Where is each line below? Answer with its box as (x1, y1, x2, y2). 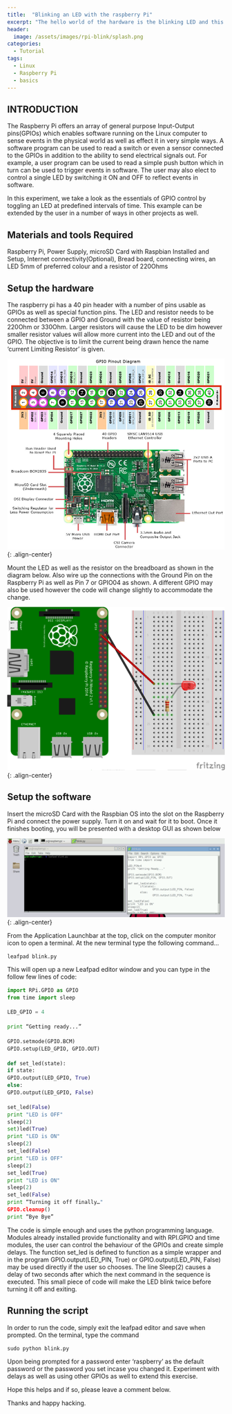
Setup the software (7, 791, 92, 803)
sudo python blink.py (7, 1345, 70, 1352)
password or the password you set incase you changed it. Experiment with (7, 1364, 220, 1372)
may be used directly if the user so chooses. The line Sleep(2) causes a (7, 1262, 211, 1271)
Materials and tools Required (7, 229, 133, 241)
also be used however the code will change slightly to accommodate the (7, 586, 213, 594)
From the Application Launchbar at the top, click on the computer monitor (7, 931, 216, 939)
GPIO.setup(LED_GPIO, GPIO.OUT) (7, 1045, 100, 1052)
